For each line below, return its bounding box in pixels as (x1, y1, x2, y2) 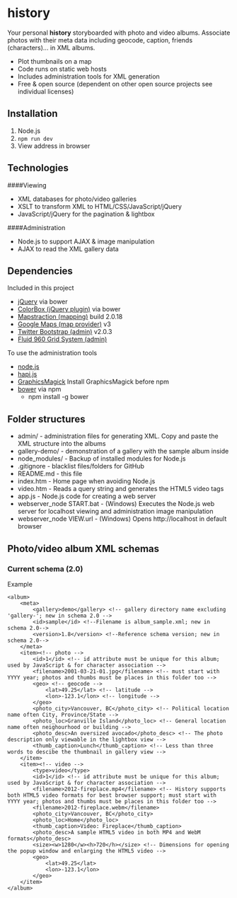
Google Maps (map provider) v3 (17, 320, 111, 328)
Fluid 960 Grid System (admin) (17, 335, 108, 344)
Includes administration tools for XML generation (17, 72, 161, 81)
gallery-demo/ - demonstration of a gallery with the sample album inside (17, 447, 229, 456)
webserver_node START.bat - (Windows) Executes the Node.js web (17, 500, 215, 508)
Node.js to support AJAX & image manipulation (17, 237, 155, 246)
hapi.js (17, 370, 37, 379)
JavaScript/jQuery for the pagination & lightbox (17, 209, 155, 218)
